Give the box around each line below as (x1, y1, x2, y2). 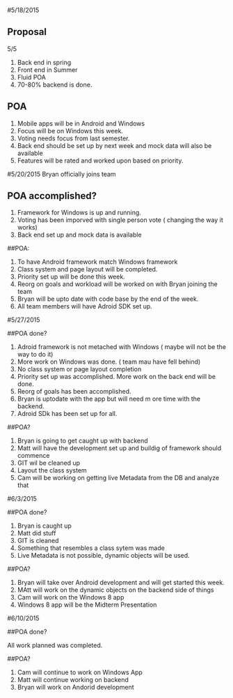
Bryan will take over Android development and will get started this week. (17, 579, 225, 587)
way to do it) (17, 350, 54, 359)
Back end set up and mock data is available (17, 230, 142, 239)
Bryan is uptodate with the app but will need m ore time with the (17, 394, 201, 403)
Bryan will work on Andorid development (17, 683, 134, 692)
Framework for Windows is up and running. (17, 209, 141, 217)
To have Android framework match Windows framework (17, 258, 178, 266)
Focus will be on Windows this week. (17, 126, 124, 135)
